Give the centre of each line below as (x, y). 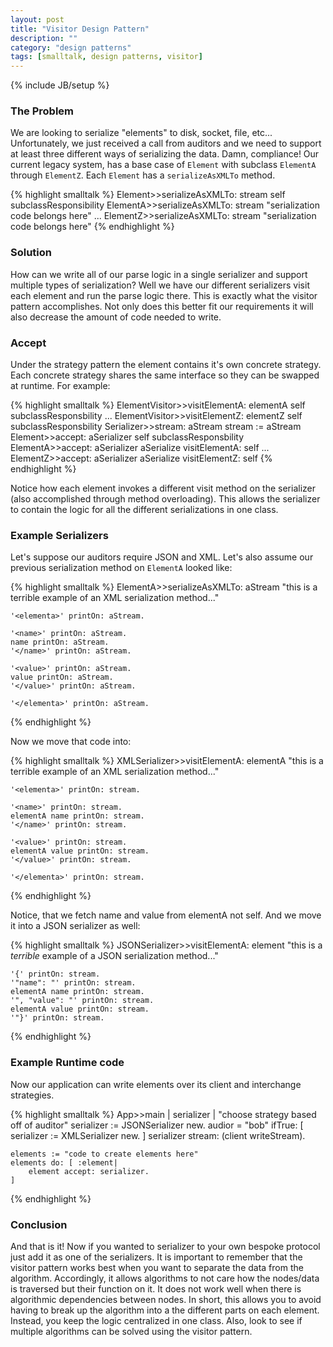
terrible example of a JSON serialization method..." (114, 956)
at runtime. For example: (60, 386)
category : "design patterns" (71, 47)
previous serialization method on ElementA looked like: (121, 568)
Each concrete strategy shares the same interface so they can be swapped (165, 375)
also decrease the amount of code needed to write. (116, 317)
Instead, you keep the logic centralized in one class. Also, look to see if (156, 1320)
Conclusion (39, 1224)
